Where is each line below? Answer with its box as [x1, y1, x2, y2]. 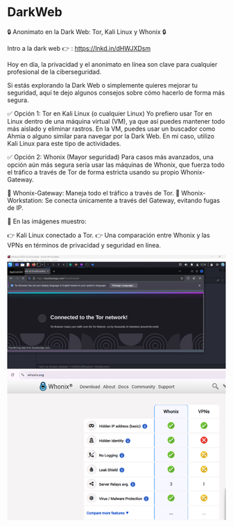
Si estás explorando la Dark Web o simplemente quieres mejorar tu [7, 81, 198, 89]
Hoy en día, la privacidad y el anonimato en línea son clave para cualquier [7, 60, 218, 68]
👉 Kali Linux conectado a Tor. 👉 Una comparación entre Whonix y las [7, 231, 210, 239]
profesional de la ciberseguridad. [7, 67, 102, 76]
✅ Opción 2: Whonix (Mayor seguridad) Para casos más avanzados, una [7, 152, 214, 161]
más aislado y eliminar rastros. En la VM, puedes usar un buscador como [7, 124, 216, 133]
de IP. [7, 203, 24, 212]
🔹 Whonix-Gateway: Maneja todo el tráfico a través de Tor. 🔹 [7, 188, 180, 197]
